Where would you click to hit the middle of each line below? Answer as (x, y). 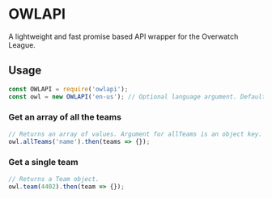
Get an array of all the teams (65, 117)
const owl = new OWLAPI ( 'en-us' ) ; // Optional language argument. (123, 97)
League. (22, 44)
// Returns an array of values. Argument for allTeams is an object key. (136, 134)
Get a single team (43, 162)
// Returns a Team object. (54, 179)
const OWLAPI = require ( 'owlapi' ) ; (68, 89)
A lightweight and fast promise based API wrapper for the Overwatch (123, 36)
